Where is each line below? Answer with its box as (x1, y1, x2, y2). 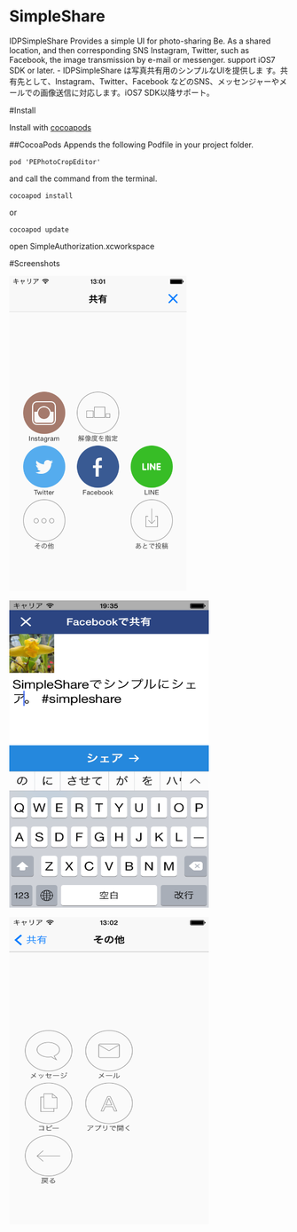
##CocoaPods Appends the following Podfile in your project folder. (9, 139, 254, 150)
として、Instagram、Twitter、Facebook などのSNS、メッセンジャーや (24, 75, 279, 86)
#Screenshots (9, 257, 60, 268)
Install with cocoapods (9, 122, 92, 132)
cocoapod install (9, 191, 74, 201)
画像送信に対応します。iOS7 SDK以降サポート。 (39, 87, 215, 98)
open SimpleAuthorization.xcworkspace (9, 241, 155, 251)
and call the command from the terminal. (9, 173, 158, 184)
